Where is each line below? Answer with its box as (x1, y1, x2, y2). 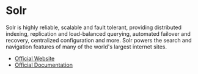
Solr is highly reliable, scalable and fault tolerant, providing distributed (5, 24, 182, 31)
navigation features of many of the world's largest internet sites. (5, 43, 167, 50)
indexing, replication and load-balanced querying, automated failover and (5, 30, 191, 37)
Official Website (14, 55, 55, 62)
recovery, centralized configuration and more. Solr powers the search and (5, 36, 192, 44)
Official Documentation (14, 61, 73, 69)
